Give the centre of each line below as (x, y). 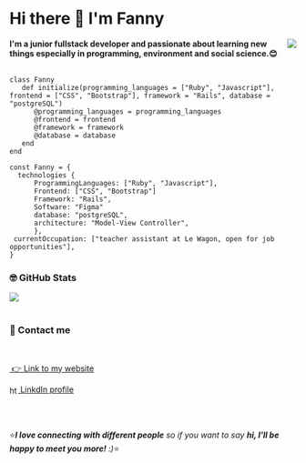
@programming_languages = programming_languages (127, 111)
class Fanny (32, 80)
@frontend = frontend (75, 119)
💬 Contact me (40, 330)
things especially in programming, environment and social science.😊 (143, 53)
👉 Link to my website (53, 368)
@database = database (75, 136)
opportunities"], (42, 247)
